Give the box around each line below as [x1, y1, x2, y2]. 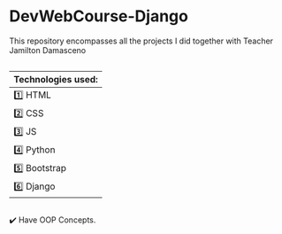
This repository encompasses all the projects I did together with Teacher [9, 35, 274, 46]
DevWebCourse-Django [9, 6, 188, 27]
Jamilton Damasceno [9, 44, 87, 55]
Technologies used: [13, 74, 99, 86]
